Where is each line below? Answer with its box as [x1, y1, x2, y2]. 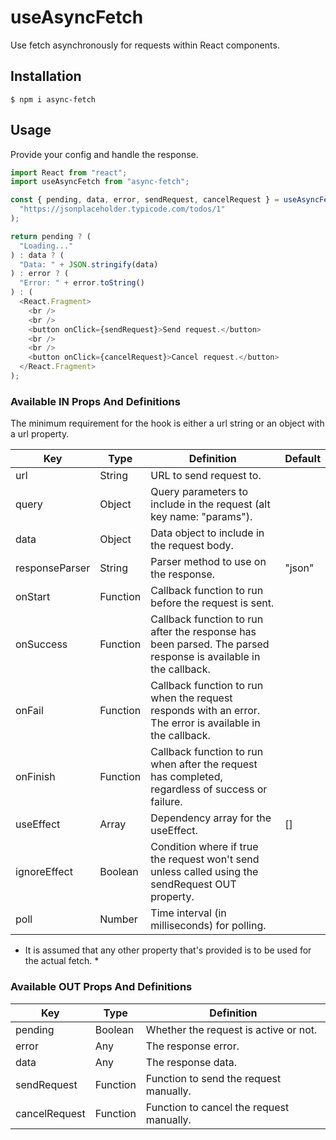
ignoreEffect [15, 865, 73, 879]
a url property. [10, 428, 70, 440]
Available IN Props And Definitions [10, 394, 181, 408]
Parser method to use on [150, 555, 267, 569]
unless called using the [150, 865, 259, 879]
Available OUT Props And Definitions [10, 980, 193, 994]
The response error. [145, 1039, 240, 1053]
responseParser [15, 561, 91, 575]
